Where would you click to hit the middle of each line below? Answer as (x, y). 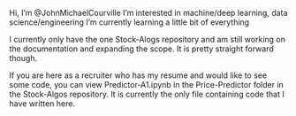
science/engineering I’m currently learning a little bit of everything (129, 22)
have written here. (42, 104)
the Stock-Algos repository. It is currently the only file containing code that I (147, 94)
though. (23, 58)
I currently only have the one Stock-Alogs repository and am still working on (147, 39)
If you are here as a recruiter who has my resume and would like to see (138, 75)
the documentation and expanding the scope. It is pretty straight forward (141, 49)
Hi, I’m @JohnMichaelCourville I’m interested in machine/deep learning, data (148, 13)
